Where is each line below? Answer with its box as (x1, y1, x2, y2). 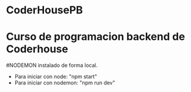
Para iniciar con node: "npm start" (14, 73, 98, 80)
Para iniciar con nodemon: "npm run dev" (14, 79, 116, 86)
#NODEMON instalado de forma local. (6, 62, 98, 69)
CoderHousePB (6, 3, 83, 17)
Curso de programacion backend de (6, 30, 185, 44)
